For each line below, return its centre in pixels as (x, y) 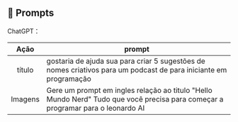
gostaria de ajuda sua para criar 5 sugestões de (126, 61)
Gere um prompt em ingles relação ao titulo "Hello (129, 90)
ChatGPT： (24, 31)
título (25, 70)
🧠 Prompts (31, 13)
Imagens (25, 99)
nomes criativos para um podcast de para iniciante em (137, 70)
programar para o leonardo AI (96, 108)
